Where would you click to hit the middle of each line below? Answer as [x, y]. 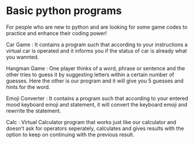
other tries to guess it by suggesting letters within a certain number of [90, 74]
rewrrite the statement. [34, 111]
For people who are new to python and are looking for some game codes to [97, 27]
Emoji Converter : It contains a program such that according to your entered [97, 98]
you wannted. [22, 57]
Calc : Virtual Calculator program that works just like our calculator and [91, 122]
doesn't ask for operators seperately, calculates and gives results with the [95, 128]
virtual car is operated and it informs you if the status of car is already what [96, 50]
